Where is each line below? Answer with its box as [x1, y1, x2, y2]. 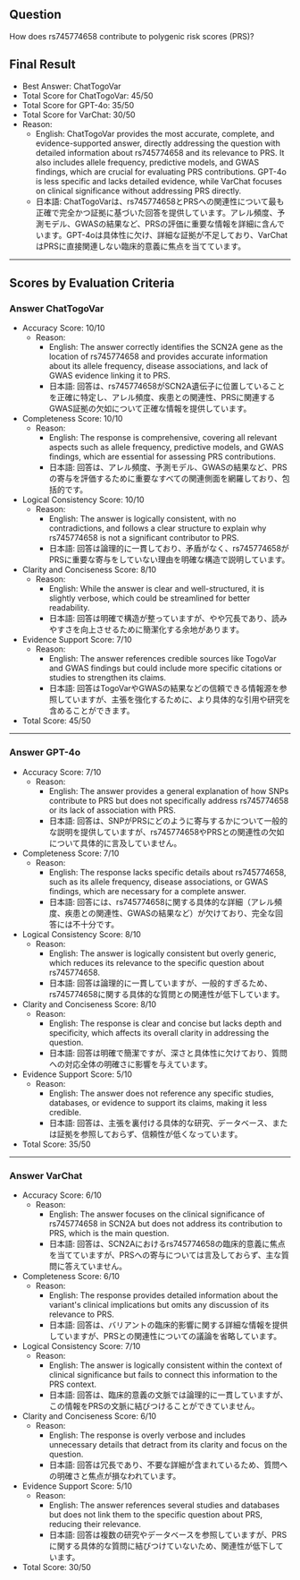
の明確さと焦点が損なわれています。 [48, 1470, 181, 1481]
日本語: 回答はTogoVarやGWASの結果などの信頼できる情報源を [48, 683, 279, 694]
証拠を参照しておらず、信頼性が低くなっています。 [56, 1128, 243, 1140]
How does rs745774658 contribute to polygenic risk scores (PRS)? [9, 30, 254, 41]
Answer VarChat [9, 1169, 83, 1182]
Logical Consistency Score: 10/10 [21, 494, 145, 505]
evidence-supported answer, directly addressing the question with [35, 138, 281, 149]
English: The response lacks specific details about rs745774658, [48, 867, 287, 877]
